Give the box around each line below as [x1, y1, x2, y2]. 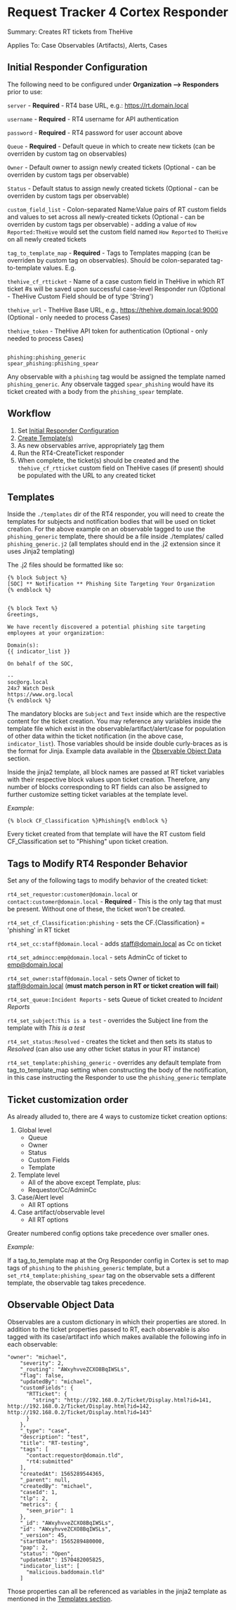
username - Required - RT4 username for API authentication [7, 114, 179, 123]
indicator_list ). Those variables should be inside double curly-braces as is [7, 739, 228, 748]
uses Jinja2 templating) [7, 547, 75, 555]
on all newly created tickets [7, 235, 86, 243]
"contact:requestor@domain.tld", [25, 1451, 124, 1459]
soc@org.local [7, 679, 49, 686]
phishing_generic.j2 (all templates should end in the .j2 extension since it [7, 540, 221, 548]
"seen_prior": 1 [25, 1507, 74, 1514]
